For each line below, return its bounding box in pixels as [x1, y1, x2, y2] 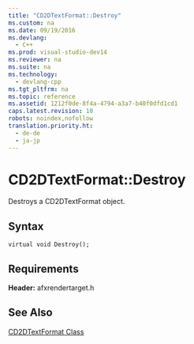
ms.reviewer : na [8, 56, 62, 64]
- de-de [15, 129, 41, 137]
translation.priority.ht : [8, 122, 93, 130]
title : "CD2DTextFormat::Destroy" [8, 11, 122, 20]
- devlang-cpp [15, 77, 62, 85]
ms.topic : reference [8, 93, 76, 100]
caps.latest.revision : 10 [8, 108, 93, 115]
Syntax [8, 219, 44, 233]
